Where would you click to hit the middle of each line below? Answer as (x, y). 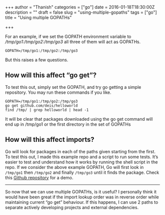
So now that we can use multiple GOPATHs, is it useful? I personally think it (81, 191)
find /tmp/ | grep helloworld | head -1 (47, 110)
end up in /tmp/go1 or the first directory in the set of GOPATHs (68, 124)
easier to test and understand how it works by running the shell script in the (82, 162)
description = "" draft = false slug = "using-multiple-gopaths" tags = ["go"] (81, 12)
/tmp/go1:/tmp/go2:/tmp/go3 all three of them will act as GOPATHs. (73, 42)
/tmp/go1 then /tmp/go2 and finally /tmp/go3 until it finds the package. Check (82, 172)
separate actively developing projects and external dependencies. (72, 207)
